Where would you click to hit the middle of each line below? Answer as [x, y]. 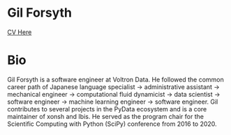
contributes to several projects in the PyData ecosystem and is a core [107, 109]
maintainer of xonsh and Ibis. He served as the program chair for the [106, 116]
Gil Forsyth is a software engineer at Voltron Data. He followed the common [116, 79]
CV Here [20, 32]
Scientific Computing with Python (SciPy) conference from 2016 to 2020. [112, 124]
